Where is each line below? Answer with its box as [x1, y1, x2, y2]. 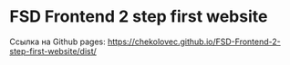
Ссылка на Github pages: [9, 36, 107, 47]
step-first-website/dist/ [9, 45, 98, 56]
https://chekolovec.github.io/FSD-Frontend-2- [108, 36, 281, 47]
